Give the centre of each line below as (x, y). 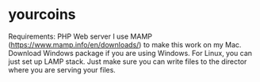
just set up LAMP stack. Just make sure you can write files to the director (128, 61)
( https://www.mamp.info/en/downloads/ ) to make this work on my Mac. (125, 44)
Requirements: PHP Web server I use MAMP (80, 36)
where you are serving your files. (62, 69)
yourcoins (42, 15)
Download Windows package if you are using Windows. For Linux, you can (130, 53)
